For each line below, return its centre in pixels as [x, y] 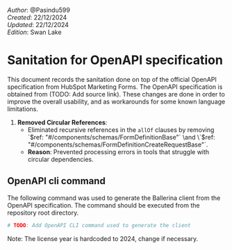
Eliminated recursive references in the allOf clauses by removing [121, 130]
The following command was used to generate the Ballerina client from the [114, 198]
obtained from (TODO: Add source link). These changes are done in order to [116, 94]
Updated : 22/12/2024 [38, 25]
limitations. [23, 109]
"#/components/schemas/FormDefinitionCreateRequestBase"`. [118, 144]
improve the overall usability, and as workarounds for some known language [116, 101]
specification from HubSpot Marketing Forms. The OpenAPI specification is [115, 87]
